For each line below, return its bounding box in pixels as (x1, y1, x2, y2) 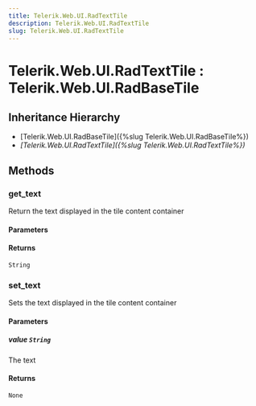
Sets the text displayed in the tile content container (8, 298, 177, 308)
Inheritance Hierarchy (8, 110, 121, 124)
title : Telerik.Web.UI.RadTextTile (8, 11, 128, 20)
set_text (8, 280, 41, 291)
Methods (8, 164, 55, 177)
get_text (8, 188, 42, 199)
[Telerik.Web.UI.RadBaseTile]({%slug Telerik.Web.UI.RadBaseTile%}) (19, 132, 250, 142)
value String (8, 335, 52, 345)
